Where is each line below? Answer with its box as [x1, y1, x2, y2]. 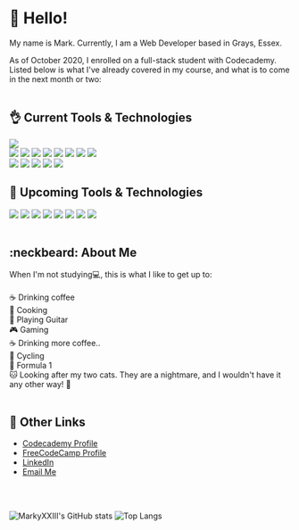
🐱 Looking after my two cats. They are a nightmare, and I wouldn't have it [9, 369, 281, 380]
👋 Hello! [9, 8, 69, 29]
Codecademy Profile [21, 438, 98, 449]
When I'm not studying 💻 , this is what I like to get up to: [9, 269, 212, 280]
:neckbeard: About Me [9, 244, 137, 260]
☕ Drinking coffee [9, 292, 76, 302]
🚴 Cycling [9, 351, 45, 361]
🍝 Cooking [9, 305, 48, 316]
